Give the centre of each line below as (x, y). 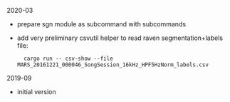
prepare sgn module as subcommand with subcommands (101, 24)
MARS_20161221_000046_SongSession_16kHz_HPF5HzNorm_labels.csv (113, 65)
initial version (36, 92)
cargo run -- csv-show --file (68, 58)
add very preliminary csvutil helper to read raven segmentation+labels (120, 38)
